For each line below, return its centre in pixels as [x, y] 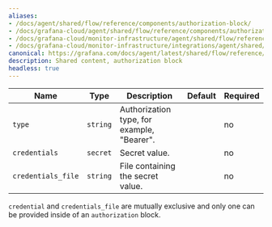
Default [202, 95]
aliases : [23, 16]
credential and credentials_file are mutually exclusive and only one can [132, 206]
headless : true [34, 69]
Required [242, 95]
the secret [139, 176]
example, [138, 129]
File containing [148, 166]
